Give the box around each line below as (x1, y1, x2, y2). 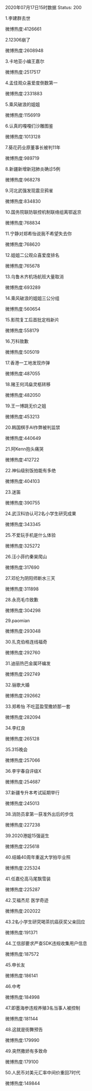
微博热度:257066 (5, 757, 40, 763)
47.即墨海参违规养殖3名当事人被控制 (5, 1005, 80, 1011)
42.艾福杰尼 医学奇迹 (5, 897, 49, 903)
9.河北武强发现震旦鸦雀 (5, 187, 54, 194)
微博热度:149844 (5, 1080, 40, 1086)
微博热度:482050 (5, 392, 41, 398)
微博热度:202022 (5, 908, 41, 914)
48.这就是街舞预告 (5, 1027, 43, 1032)
